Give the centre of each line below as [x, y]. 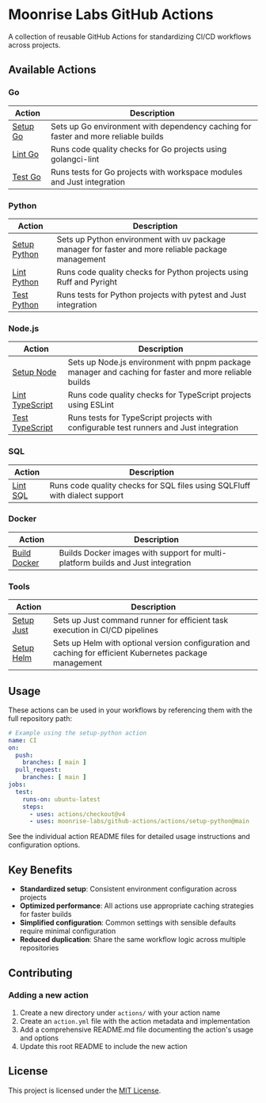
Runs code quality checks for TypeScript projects [160, 395]
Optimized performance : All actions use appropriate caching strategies [137, 906]
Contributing [40, 973]
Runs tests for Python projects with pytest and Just [152, 295]
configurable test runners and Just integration [153, 428]
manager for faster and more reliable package [142, 249]
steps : [33, 807]
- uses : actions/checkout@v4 [77, 814]
